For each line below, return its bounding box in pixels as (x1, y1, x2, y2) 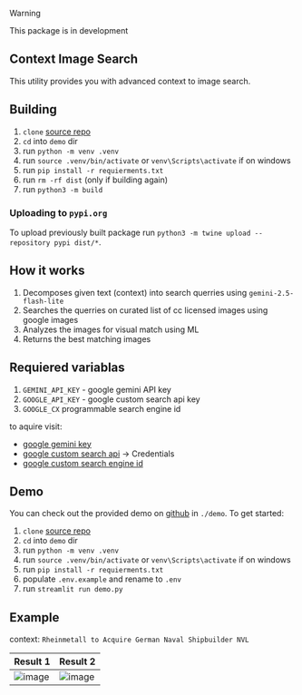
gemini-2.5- (248, 289, 295, 298)
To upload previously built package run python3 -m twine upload (9, 227, 251, 238)
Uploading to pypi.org (9, 206, 108, 219)
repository (9, 238, 51, 248)
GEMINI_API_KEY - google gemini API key (22, 384, 172, 395)
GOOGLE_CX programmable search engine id (22, 403, 181, 414)
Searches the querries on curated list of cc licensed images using (22, 304, 268, 316)
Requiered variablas (9, 360, 125, 376)
